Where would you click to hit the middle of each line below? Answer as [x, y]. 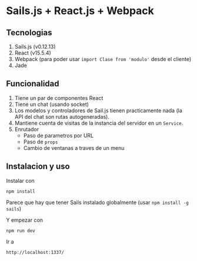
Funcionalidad [33, 84]
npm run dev [21, 230]
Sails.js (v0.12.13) [35, 46]
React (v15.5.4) [33, 53]
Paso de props [41, 142]
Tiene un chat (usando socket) [52, 104]
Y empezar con [24, 220]
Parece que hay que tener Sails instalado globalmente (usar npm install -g [98, 202]
